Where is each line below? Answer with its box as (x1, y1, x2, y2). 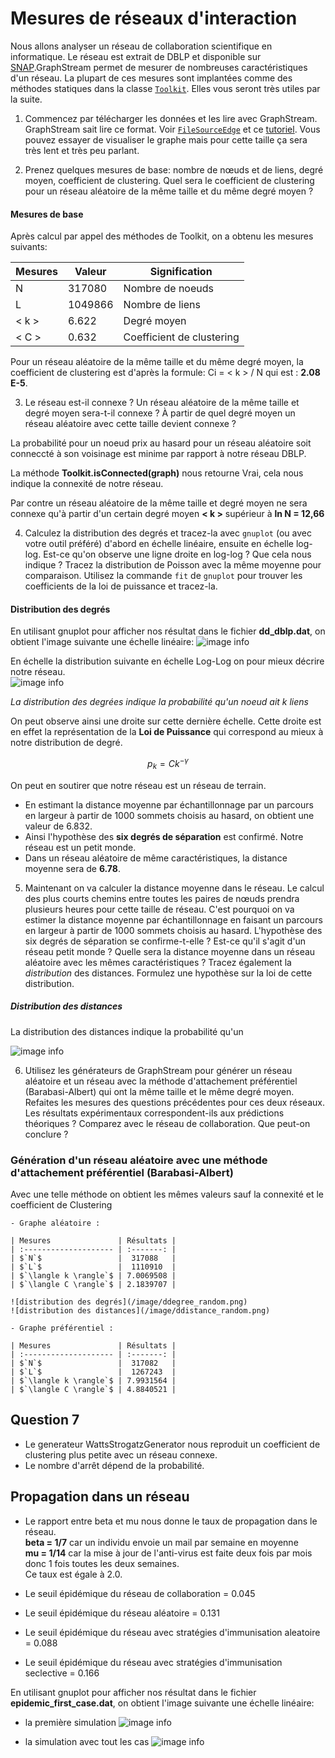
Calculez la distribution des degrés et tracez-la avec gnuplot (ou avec (24, 527, 312, 539)
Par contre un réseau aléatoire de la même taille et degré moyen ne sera (10, 497, 308, 509)
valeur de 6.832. (24, 820, 93, 832)
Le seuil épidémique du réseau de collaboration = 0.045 (24, 1587, 256, 1599)
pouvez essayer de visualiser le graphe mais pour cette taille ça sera (24, 133, 308, 146)
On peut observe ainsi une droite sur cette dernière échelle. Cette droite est (10, 715, 322, 727)
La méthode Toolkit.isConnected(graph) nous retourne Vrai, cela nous (10, 467, 304, 479)
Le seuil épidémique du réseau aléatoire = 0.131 (24, 1607, 220, 1619)
